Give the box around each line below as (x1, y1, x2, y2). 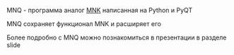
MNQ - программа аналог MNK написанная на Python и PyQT (6, 6, 193, 14)
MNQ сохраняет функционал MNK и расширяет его (6, 20, 162, 28)
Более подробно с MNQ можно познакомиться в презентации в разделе (6, 33, 227, 42)
